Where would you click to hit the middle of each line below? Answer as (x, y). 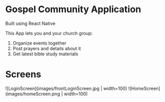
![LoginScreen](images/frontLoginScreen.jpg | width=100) (66, 88)
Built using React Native (30, 23)
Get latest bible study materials (45, 54)
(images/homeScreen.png (33, 94)
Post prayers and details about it (47, 48)
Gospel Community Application (73, 9)
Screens (23, 74)
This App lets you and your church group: (49, 33)
